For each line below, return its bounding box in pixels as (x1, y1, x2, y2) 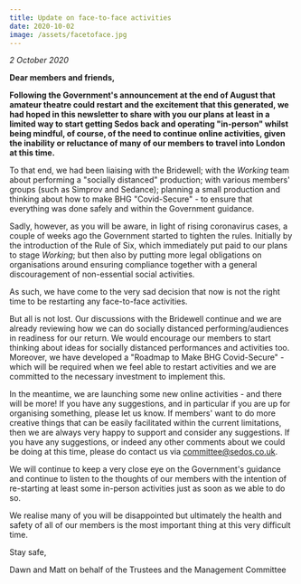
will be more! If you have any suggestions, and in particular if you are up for (9, 399, 291, 410)
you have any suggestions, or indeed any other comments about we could (9, 437, 286, 447)
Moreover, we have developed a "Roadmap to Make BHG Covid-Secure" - (9, 352, 285, 363)
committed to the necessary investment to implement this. (9, 372, 226, 382)
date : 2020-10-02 (9, 22, 75, 31)
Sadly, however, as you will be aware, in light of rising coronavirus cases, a (9, 221, 288, 231)
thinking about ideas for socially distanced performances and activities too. (9, 343, 290, 353)
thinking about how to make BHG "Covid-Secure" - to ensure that (9, 193, 253, 204)
